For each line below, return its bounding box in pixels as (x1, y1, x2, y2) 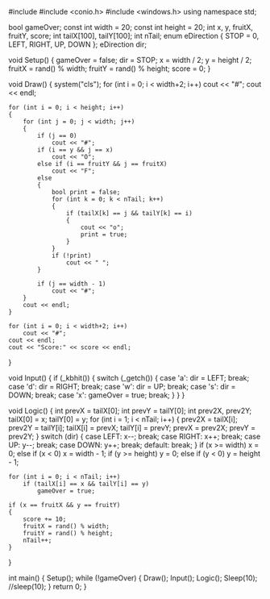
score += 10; (23, 515, 67, 523)
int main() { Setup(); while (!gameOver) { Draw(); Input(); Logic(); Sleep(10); (8, 573, 258, 583)
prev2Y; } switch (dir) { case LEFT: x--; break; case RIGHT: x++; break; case (8, 431, 261, 441)
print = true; (80, 231, 128, 239)
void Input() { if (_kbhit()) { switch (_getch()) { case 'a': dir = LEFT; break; (8, 373, 250, 382)
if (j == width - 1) (37, 280, 106, 288)
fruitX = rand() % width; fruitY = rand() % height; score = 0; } (8, 64, 211, 73)
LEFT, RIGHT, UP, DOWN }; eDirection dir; (8, 40, 147, 49)
